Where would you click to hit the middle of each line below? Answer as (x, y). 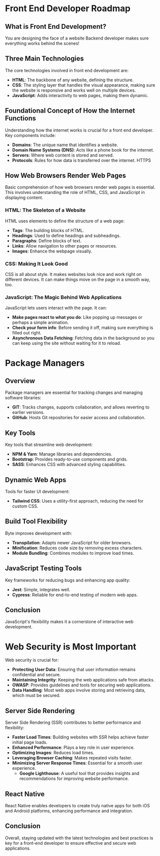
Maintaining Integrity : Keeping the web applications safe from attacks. (83, 680)
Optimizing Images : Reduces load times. (53, 753)
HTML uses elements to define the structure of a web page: (65, 221)
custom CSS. (25, 506)
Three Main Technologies (44, 59)
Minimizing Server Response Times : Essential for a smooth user (77, 763)
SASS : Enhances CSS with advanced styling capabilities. (69, 465)
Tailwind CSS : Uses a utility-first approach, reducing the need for (78, 501)
